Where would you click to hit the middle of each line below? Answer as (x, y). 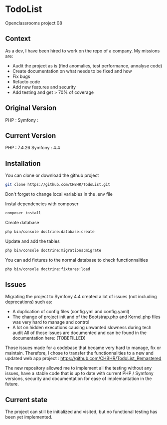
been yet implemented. (29, 417)
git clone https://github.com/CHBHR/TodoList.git (58, 185)
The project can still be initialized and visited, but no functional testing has (81, 412)
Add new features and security (44, 87)
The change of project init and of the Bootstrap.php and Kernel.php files (86, 317)
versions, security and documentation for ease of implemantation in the (79, 379)
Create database (22, 222)
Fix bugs (21, 76)
